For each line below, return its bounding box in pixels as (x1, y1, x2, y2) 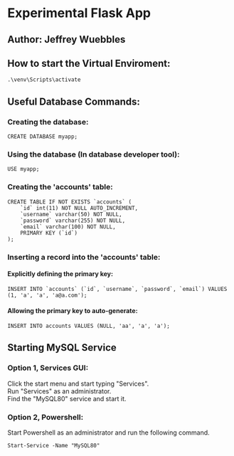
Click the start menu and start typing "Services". (7, 379, 149, 388)
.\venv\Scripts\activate (7, 76, 81, 83)
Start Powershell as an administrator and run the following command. (7, 428, 210, 437)
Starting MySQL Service (7, 341, 117, 354)
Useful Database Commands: (7, 95, 140, 107)
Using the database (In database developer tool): (7, 149, 180, 159)
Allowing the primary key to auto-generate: (7, 307, 138, 315)
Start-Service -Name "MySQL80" (7, 442, 100, 449)
